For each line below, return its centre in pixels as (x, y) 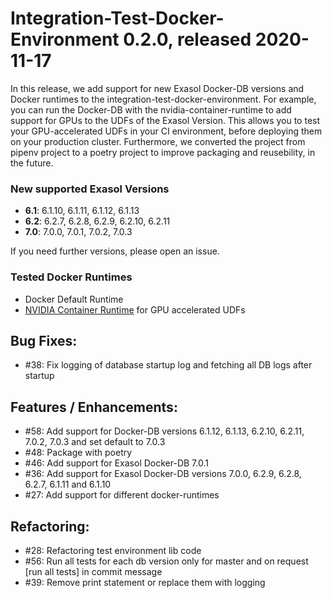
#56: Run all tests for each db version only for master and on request (166, 561)
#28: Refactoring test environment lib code (113, 550)
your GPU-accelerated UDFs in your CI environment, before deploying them (166, 131)
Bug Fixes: (44, 340)
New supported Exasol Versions (90, 189)
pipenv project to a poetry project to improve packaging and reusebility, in (163, 152)
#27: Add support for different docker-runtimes (122, 495)
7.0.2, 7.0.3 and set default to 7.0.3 (95, 442)
